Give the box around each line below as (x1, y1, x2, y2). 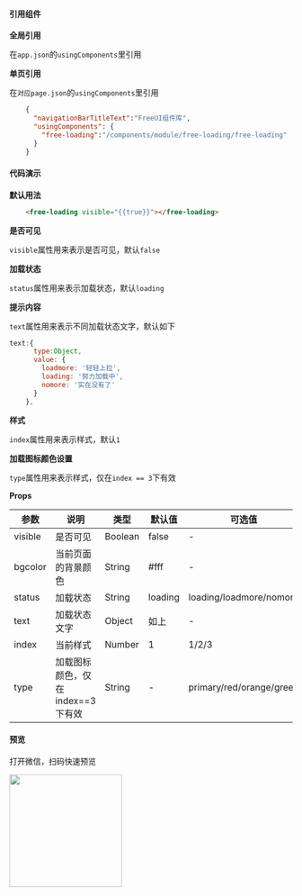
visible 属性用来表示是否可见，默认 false (9, 244, 160, 255)
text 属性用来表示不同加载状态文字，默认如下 (9, 321, 175, 331)
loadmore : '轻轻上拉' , (41, 364, 121, 373)
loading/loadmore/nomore (188, 591, 299, 603)
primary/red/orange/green (188, 681, 299, 693)
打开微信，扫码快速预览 (9, 756, 96, 766)
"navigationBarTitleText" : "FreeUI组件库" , (32, 113, 191, 123)
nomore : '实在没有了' (41, 380, 116, 389)
